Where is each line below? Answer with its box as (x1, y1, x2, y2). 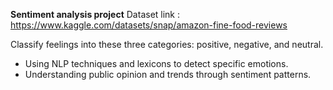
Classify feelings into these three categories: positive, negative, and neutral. (10, 39, 324, 50)
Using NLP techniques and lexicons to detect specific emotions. (24, 58, 289, 69)
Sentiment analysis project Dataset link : (10, 9, 181, 20)
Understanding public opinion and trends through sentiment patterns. (24, 69, 312, 80)
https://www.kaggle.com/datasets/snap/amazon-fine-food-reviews (10, 19, 288, 31)
